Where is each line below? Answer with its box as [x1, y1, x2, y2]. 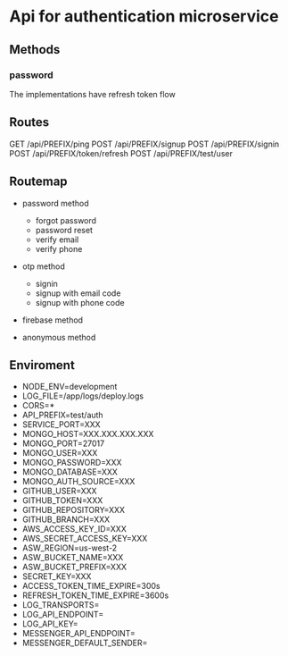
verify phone [35, 243, 83, 254]
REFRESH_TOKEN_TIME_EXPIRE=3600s [21, 590, 169, 601]
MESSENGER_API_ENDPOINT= [21, 628, 136, 639]
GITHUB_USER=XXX [21, 485, 97, 497]
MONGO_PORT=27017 [21, 438, 105, 449]
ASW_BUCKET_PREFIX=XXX [21, 561, 128, 573]
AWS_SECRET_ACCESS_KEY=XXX [21, 534, 148, 544]
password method [21, 198, 89, 208]
